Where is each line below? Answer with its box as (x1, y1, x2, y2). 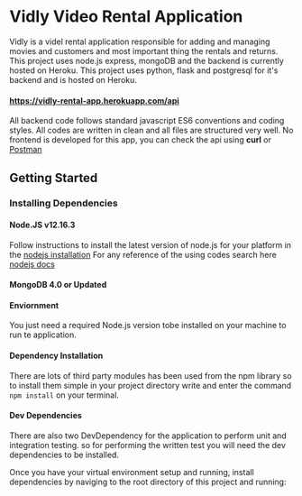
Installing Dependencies (9, 197, 119, 209)
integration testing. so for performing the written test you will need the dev (9, 439, 287, 450)
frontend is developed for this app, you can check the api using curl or (9, 134, 272, 145)
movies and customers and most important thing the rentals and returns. (9, 45, 279, 56)
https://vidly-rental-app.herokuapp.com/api (9, 95, 180, 106)
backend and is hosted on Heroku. (9, 74, 138, 85)
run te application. (9, 329, 77, 340)
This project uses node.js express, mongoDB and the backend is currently (9, 55, 284, 66)
